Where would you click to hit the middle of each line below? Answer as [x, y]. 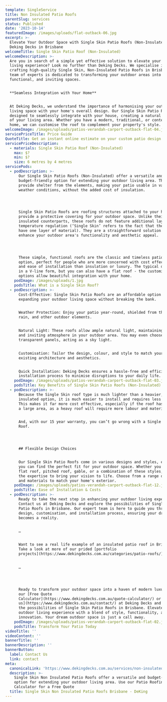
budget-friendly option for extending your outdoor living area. [87, 180]
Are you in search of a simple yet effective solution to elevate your [85, 61]
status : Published [24, 24]
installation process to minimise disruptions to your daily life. [90, 376]
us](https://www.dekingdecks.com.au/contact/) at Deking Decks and [90, 603]
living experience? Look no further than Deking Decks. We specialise [84, 65]
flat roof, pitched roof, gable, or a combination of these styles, [91, 471]
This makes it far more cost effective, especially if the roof [86, 404]
